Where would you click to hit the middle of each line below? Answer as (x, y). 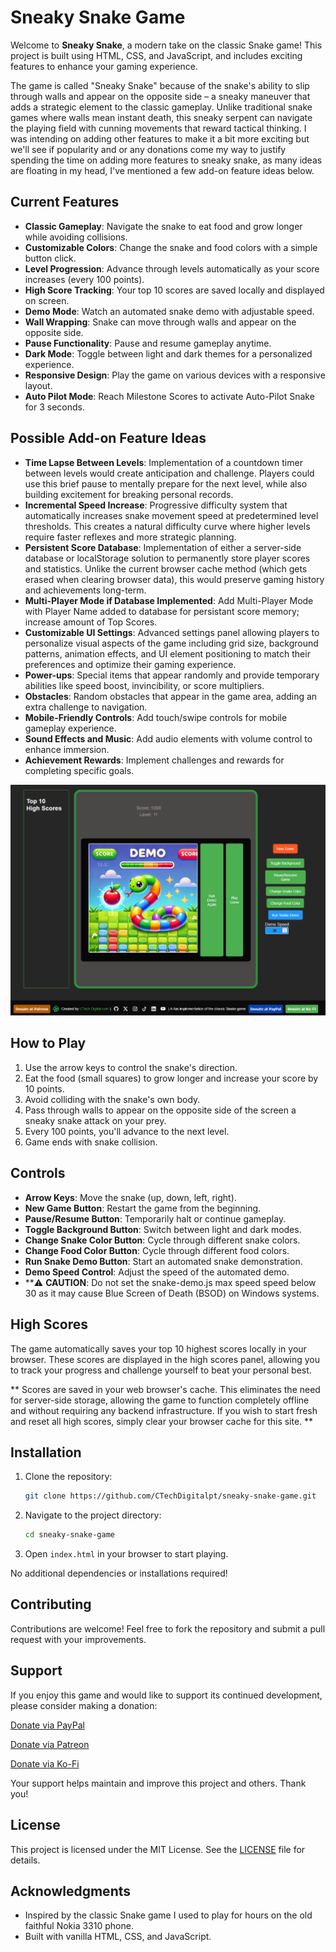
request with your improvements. (78, 1639)
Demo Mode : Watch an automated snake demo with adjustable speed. (169, 311)
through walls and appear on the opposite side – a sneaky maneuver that (160, 96)
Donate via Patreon (50, 1744)
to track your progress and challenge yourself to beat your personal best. (161, 1370)
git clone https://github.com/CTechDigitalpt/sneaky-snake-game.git (170, 1496)
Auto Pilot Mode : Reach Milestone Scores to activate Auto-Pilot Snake (169, 396)
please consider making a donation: (84, 1705)
